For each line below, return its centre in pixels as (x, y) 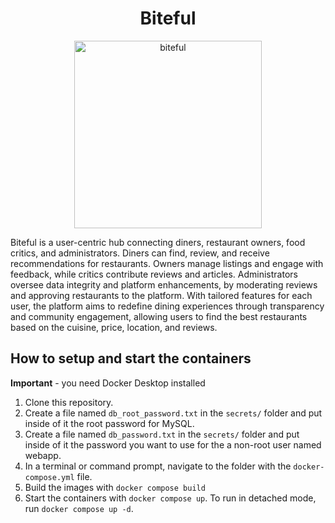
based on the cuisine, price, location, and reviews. (114, 327)
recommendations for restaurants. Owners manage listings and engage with (167, 263)
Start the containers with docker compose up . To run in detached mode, (170, 498)
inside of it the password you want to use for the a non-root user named (173, 444)
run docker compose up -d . (79, 508)
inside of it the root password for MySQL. (109, 423)
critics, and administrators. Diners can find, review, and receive (140, 253)
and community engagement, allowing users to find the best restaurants (159, 316)
